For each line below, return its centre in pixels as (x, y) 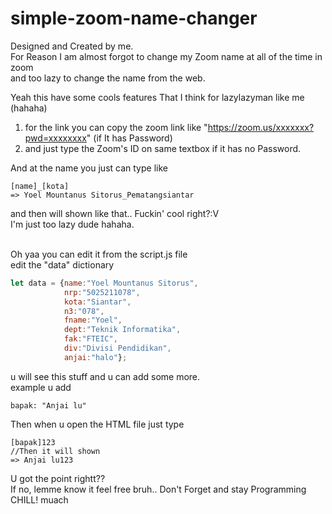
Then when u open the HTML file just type (97, 424)
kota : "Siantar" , (97, 302)
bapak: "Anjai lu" (48, 405)
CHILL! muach (39, 499)
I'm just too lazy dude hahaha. (72, 224)
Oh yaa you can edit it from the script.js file (99, 254)
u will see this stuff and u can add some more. (105, 376)
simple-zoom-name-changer (134, 18)
